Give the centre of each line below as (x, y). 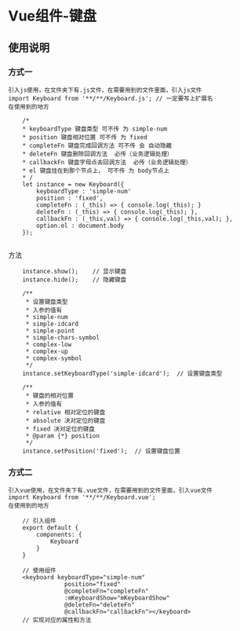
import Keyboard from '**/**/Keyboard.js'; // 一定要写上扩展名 (111, 98)
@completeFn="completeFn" (106, 591)
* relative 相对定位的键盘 (65, 412)
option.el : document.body (80, 226)
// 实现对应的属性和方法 (57, 620)
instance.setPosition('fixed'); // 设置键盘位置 (101, 451)
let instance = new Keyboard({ (73, 184)
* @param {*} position (63, 436)
